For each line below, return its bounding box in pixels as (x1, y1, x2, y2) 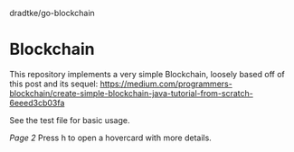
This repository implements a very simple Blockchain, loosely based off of (9, 68, 285, 79)
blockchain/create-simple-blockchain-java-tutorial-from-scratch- (9, 87, 253, 98)
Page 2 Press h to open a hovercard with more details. (9, 132, 213, 143)
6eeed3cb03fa (9, 97, 65, 108)
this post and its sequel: (9, 78, 99, 89)
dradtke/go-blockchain (9, 8, 95, 18)
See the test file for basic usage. (9, 114, 130, 125)
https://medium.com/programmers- (100, 78, 232, 89)
